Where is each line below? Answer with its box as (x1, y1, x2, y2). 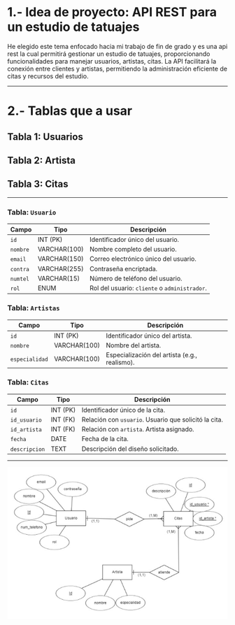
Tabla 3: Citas (7, 178, 69, 190)
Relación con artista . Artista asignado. (81, 425, 194, 433)
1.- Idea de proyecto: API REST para (7, 4, 217, 20)
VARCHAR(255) (37, 264, 84, 273)
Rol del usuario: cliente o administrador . (90, 284, 208, 292)
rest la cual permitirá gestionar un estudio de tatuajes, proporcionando (7, 50, 211, 58)
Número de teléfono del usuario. (90, 274, 183, 282)
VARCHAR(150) (37, 254, 84, 263)
